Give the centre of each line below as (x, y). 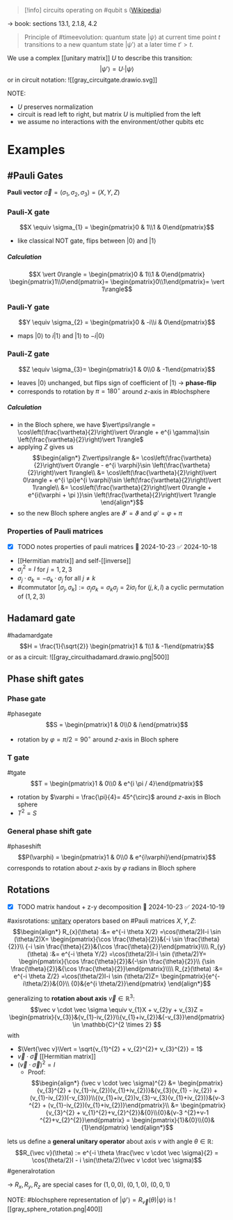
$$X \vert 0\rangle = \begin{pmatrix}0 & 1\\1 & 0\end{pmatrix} (117, 274)
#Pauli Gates (35, 175)
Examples (36, 150)
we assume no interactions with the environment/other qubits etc (111, 122)
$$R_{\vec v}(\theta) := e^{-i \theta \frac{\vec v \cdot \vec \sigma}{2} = (117, 1153)
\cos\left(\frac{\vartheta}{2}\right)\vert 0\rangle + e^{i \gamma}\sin (113, 432)
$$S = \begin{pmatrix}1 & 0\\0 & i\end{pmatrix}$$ (117, 725)
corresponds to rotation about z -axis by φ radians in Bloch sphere (102, 868)
